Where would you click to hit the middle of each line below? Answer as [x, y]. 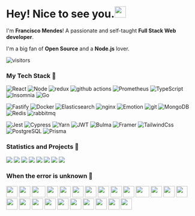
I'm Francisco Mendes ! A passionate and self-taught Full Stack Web [91, 31]
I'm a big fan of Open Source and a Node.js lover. [68, 49]
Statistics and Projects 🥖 [43, 147]
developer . [20, 37]
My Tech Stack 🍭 [31, 76]
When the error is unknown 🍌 [49, 176]
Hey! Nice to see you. [61, 14]
